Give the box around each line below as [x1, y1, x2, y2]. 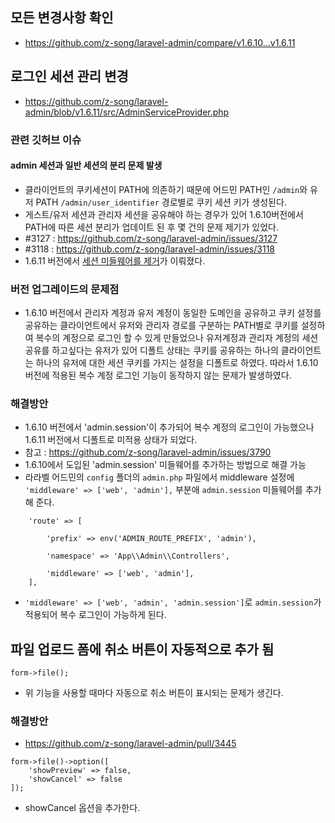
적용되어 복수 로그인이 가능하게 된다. [24, 609, 167, 621]
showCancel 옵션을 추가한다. [24, 802, 141, 814]
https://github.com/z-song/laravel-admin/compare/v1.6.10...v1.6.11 [24, 36, 296, 48]
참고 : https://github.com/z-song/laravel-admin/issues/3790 [24, 446, 272, 458]
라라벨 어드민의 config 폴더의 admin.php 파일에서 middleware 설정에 [24, 471, 295, 483]
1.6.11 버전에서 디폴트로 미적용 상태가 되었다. [24, 434, 198, 446]
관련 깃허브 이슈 [10, 133, 82, 147]
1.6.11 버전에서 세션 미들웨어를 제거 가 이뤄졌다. [24, 254, 206, 267]
